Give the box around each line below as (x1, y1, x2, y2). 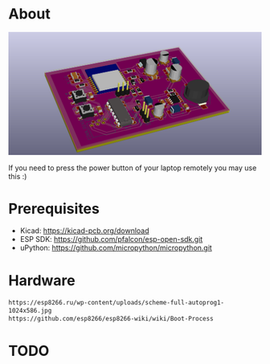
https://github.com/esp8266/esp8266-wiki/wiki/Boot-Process (8, 315, 215, 323)
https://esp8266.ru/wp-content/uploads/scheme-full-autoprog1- (8, 299, 225, 307)
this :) (8, 171, 27, 181)
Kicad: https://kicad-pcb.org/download (19, 226, 150, 235)
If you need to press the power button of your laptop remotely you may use (8, 162, 257, 173)
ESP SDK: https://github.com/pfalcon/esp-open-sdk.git (19, 235, 203, 244)
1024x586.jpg (8, 307, 52, 315)
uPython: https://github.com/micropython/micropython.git (19, 243, 213, 253)
